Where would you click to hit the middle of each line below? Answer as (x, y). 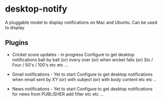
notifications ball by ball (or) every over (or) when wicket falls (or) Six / (82, 60)
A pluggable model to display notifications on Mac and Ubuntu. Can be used (81, 22)
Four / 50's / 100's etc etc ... (40, 65)
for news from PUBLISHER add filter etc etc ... (58, 94)
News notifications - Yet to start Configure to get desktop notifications (82, 89)
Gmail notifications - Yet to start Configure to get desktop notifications (82, 74)
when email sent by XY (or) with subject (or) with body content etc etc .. (84, 79)
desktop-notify (36, 9)
